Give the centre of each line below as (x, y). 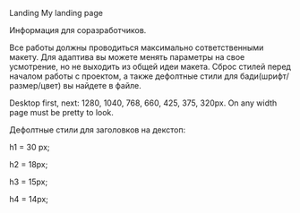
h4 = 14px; (29, 199)
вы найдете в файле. (102, 85)
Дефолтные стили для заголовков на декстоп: (98, 130)
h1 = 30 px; (30, 147)
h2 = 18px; (29, 164)
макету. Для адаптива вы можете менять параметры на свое (127, 57)
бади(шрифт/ (265, 76)
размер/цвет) (35, 85)
